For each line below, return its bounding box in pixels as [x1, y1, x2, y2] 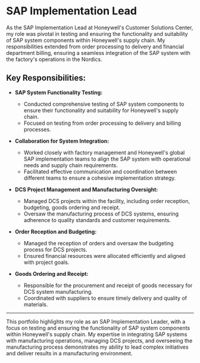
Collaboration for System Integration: [14, 137, 110, 144]
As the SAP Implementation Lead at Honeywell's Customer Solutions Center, [6, 24, 193, 31]
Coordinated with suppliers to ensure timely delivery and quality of [23, 294, 187, 302]
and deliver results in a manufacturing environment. [6, 349, 133, 356]
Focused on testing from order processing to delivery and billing [23, 119, 182, 127]
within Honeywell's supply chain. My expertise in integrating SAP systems [6, 330, 187, 338]
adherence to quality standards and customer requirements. [23, 216, 171, 223]
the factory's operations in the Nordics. [6, 56, 102, 63]
